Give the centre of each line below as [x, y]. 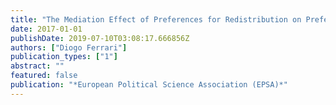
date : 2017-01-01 [46, 29]
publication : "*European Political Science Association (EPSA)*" [149, 85]
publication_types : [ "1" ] [64, 57]
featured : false [44, 76]
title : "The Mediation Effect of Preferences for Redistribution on [156, 19]
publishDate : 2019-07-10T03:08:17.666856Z [100, 38]
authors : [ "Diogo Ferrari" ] [69, 47]
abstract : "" [37, 66]
